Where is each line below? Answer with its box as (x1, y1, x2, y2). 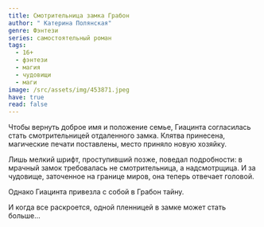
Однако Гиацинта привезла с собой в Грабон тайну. (8, 187, 184, 197)
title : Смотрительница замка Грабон (8, 11, 130, 20)
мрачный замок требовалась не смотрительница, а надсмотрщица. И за (8, 163, 256, 173)
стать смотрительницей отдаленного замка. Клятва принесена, (8, 131, 225, 140)
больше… (8, 211, 41, 221)
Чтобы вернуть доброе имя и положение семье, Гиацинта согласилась (8, 123, 251, 132)
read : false (8, 100, 48, 108)
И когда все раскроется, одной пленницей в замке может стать (8, 202, 227, 212)
